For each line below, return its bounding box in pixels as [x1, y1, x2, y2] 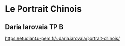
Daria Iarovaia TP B [5, 23, 64, 31]
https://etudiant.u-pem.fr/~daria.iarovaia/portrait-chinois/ [5, 35, 120, 41]
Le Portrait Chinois [5, 3, 82, 15]
